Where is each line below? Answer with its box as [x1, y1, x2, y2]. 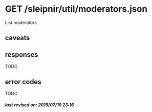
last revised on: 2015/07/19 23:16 [5, 102, 74, 108]
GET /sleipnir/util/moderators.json [5, 3, 148, 15]
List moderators [5, 20, 37, 25]
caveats [5, 34, 30, 42]
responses [5, 50, 38, 59]
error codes [5, 77, 42, 86]
